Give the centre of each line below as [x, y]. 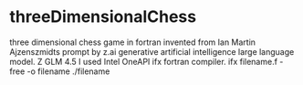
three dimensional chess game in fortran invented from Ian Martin [133, 42]
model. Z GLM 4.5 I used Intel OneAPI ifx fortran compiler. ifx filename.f [144, 61]
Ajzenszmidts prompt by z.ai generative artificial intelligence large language [152, 51]
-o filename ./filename [68, 71]
